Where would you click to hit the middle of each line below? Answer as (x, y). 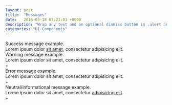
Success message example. (35, 44)
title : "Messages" (26, 15)
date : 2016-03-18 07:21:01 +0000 (43, 19)
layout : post (19, 10)
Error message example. (31, 71)
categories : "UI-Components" (36, 29)
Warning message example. (35, 55)
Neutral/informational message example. (48, 87)
